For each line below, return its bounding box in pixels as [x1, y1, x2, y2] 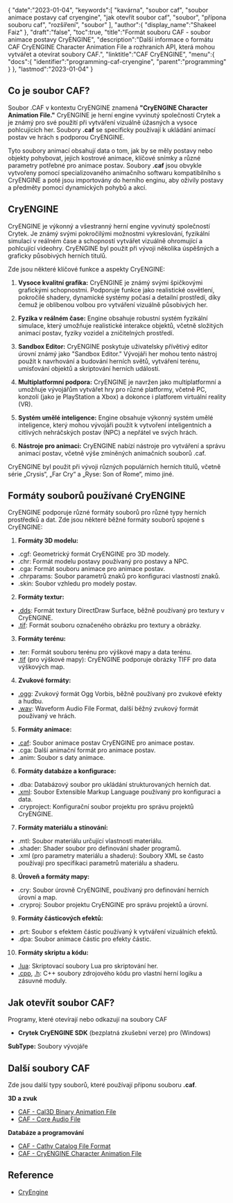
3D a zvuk [8, 1094, 37, 1103]
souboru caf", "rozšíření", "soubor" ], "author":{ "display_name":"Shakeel [8, 21, 217, 28]
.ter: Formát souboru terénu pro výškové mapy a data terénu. [17, 648, 193, 656]
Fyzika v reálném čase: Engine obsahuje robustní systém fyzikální [17, 314, 208, 322]
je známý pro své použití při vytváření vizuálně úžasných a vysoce [8, 118, 198, 126]
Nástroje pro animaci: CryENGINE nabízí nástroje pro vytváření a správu [17, 441, 226, 450]
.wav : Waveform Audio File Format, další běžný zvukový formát [17, 704, 198, 713]
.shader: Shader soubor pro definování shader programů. [17, 844, 182, 853]
